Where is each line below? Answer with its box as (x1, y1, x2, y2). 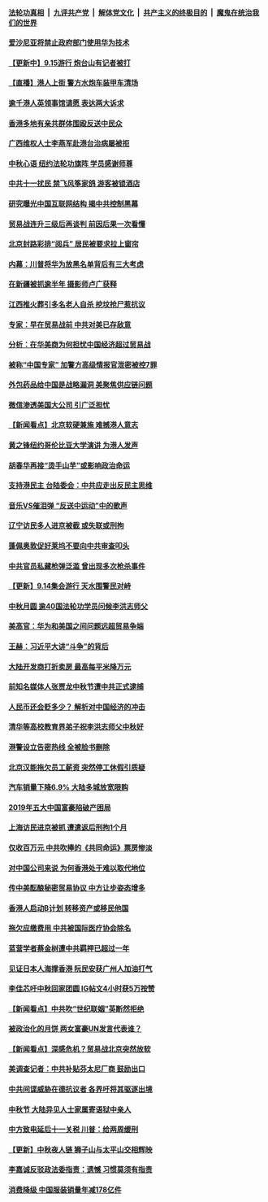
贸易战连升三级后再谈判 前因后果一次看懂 (8, 219, 146, 229)
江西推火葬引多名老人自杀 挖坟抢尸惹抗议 (8, 299, 146, 309)
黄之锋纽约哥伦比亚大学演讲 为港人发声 (8, 440, 139, 451)
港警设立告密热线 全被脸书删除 (8, 742, 110, 751)
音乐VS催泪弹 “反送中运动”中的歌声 (8, 500, 128, 510)
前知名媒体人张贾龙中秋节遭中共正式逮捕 (8, 682, 144, 691)
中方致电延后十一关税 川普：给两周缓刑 (8, 1125, 139, 1134)
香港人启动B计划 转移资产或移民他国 (8, 903, 129, 912)
